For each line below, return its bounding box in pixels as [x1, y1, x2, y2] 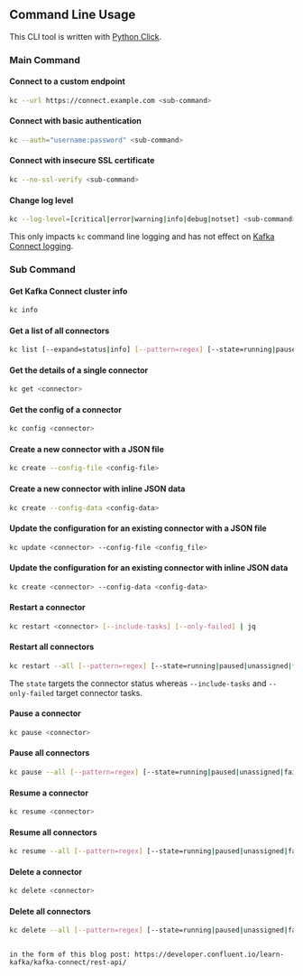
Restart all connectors [9, 641, 95, 653]
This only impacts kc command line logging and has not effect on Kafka [9, 231, 275, 242]
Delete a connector [9, 866, 83, 877]
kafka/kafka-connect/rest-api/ [9, 958, 127, 967]
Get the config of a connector [9, 404, 123, 414]
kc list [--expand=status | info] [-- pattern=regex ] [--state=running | [9, 345, 277, 355]
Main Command [9, 53, 81, 66]
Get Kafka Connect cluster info [9, 285, 128, 296]
